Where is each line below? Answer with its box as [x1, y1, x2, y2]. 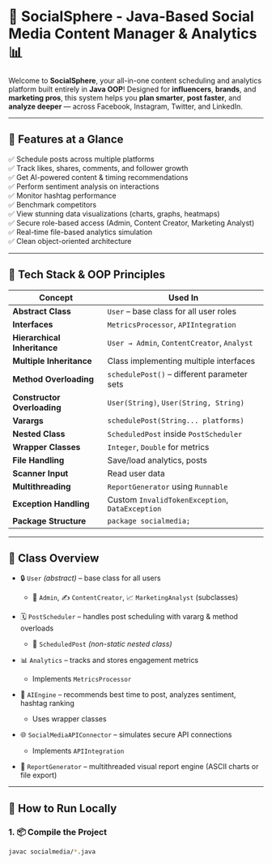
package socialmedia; [107, 516, 191, 525]
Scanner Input [12, 468, 69, 479]
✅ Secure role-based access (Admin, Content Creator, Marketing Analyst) [8, 218, 255, 228]
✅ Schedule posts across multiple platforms [8, 154, 155, 164]
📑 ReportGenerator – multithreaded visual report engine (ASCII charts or [19, 762, 259, 772]
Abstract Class [12, 306, 71, 317]
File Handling [12, 454, 65, 465]
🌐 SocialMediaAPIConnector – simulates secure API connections [19, 729, 232, 740]
